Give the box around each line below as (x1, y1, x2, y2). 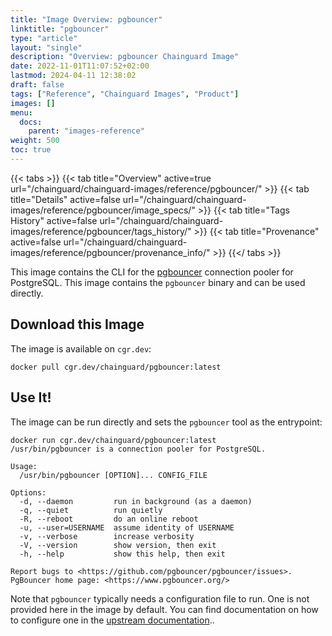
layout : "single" (10, 42, 83, 53)
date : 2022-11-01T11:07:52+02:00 (10, 61, 150, 71)
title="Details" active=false (10, 193, 121, 205)
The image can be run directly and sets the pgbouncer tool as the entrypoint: (10, 416, 323, 428)
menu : (10, 107, 33, 118)
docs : (19, 117, 43, 127)
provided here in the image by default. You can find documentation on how (10, 603, 319, 615)
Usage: (10, 461, 38, 471)
